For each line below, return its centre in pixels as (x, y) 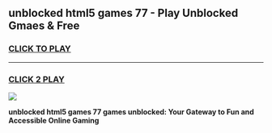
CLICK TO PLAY (40, 49)
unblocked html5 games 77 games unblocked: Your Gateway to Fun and (132, 111)
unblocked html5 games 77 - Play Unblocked (123, 13)
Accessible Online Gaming (54, 120)
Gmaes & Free (44, 26)
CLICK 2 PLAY (36, 79)
